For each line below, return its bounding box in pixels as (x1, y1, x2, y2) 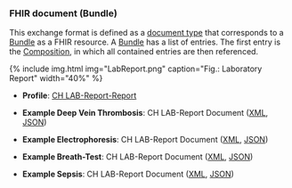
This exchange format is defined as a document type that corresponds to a (9, 28, 284, 38)
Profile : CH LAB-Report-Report (21, 90, 137, 101)
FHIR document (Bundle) (9, 7, 118, 20)
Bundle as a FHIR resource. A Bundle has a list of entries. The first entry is (9, 37, 281, 47)
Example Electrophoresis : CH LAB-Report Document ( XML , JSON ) (21, 135, 269, 145)
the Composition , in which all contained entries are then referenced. (9, 46, 259, 57)
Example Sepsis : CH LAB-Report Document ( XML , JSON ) (21, 168, 234, 180)
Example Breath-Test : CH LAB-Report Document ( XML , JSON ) (21, 151, 254, 162)
